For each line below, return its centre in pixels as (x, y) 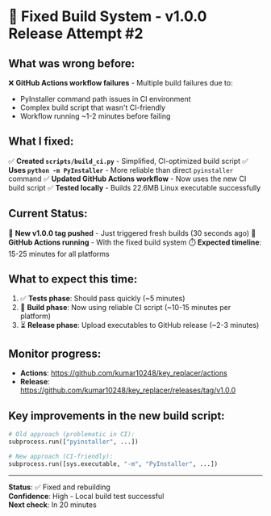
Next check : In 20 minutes (52, 505)
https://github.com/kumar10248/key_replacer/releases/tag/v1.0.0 (128, 390)
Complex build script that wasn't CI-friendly (93, 107)
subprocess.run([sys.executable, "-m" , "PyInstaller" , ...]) (113, 464)
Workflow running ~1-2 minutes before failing (95, 116)
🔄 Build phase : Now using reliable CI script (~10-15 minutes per (125, 308)
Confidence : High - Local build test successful (86, 496)
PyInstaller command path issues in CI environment (105, 99)
